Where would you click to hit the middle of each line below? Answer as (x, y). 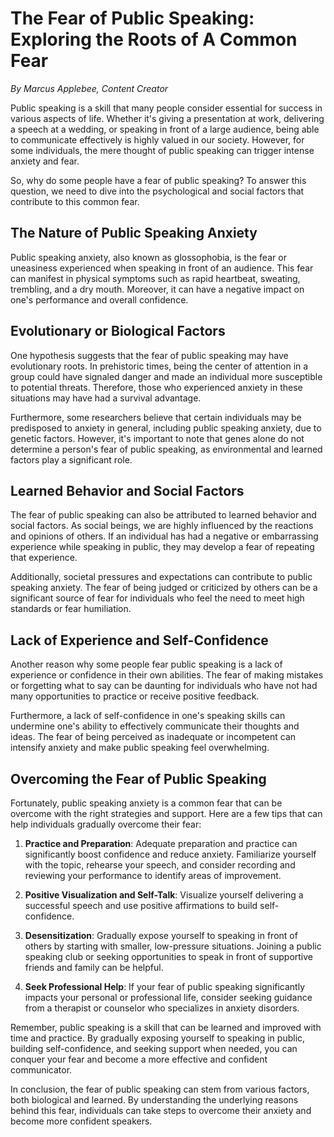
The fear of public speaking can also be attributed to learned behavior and (163, 515)
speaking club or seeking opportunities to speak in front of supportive (169, 956)
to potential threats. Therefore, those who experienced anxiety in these (156, 387)
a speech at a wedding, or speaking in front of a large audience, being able (165, 129)
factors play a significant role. (71, 459)
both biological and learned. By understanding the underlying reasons (154, 1100)
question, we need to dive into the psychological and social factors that (157, 191)
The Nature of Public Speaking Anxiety (134, 233)
